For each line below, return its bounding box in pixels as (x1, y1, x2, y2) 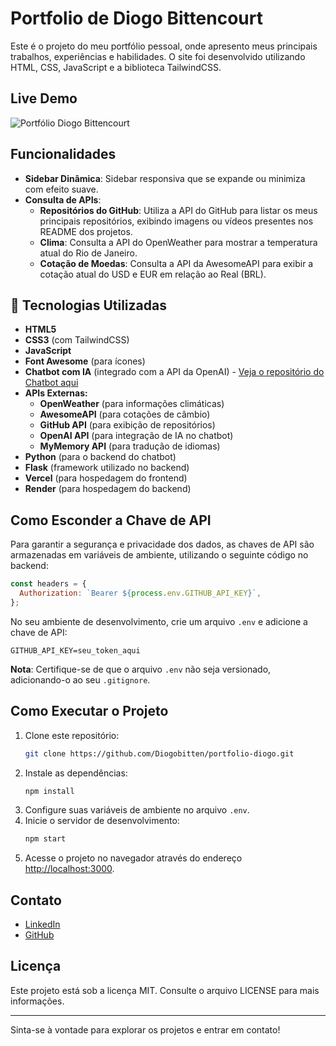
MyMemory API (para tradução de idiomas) (39, 440, 221, 452)
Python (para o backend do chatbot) (24, 451, 177, 463)
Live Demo (10, 90, 78, 107)
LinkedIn (24, 918, 61, 931)
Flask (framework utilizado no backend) (24, 462, 190, 474)
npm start (24, 834, 67, 844)
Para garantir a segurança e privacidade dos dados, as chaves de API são (10, 538, 315, 551)
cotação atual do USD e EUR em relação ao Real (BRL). (39, 268, 267, 280)
